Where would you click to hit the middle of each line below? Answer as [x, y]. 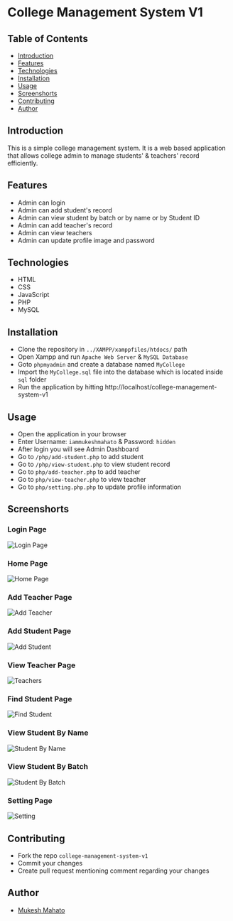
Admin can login [42, 203]
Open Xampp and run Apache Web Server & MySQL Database [103, 357]
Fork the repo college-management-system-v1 [83, 855]
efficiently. [23, 163]
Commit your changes [50, 863]
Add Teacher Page [40, 597]
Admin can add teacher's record [65, 225]
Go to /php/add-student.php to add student [81, 457]
